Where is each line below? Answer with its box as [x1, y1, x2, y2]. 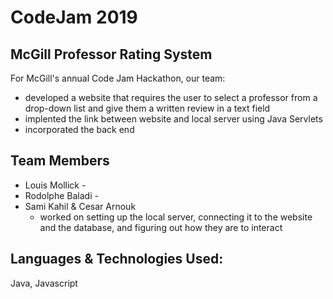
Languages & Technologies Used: [10, 251, 224, 268]
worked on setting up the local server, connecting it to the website [39, 211, 313, 223]
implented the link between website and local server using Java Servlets [24, 113, 323, 125]
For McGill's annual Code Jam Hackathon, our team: [10, 72, 226, 84]
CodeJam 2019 [10, 6, 138, 29]
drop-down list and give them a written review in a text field [24, 102, 271, 114]
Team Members [10, 152, 110, 170]
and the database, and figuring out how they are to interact [39, 221, 283, 233]
